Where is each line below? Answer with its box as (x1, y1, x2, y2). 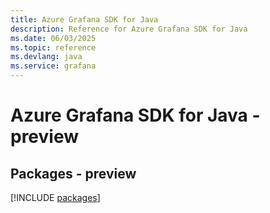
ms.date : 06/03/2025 (10, 33, 97, 43)
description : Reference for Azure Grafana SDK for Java (10, 24, 248, 34)
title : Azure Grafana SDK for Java (10, 14, 159, 25)
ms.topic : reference (10, 42, 97, 53)
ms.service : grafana (10, 61, 97, 71)
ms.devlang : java (10, 52, 83, 62)
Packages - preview (10, 165, 137, 182)
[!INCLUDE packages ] (10, 192, 101, 203)
